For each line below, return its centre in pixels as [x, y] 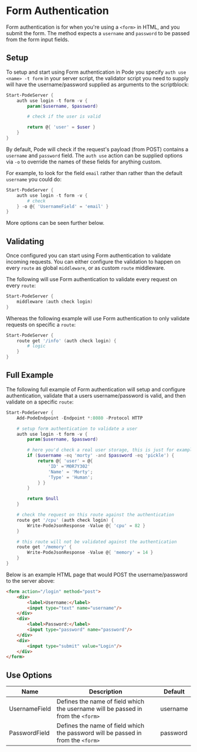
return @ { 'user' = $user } [61, 127]
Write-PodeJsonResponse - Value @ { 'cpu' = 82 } [86, 525]
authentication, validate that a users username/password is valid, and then [96, 395]
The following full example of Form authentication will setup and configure [96, 389]
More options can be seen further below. [55, 223]
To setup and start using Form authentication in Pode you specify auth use [96, 72]
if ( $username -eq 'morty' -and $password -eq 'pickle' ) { [101, 456]
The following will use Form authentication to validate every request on [92, 279]
